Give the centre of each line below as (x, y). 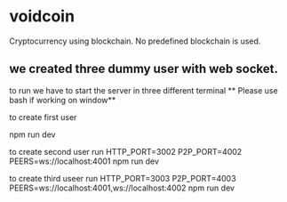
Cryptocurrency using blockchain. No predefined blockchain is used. (135, 41)
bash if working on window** (63, 100)
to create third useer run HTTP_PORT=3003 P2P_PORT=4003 (123, 178)
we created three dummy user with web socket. (143, 69)
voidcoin (42, 16)
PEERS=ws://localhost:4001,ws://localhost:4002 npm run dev (122, 188)
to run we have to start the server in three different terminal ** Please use (143, 90)
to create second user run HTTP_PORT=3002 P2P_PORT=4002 (126, 151)
